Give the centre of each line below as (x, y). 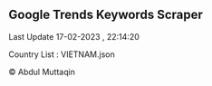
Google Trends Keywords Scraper (106, 15)
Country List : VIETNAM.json (62, 54)
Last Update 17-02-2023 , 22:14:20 (74, 36)
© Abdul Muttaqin (42, 72)
